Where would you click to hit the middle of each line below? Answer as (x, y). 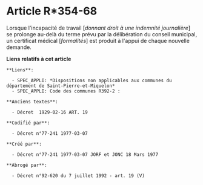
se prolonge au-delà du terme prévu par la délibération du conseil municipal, (102, 34)
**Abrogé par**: (27, 165)
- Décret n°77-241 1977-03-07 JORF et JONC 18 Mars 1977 (85, 154)
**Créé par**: (24, 144)
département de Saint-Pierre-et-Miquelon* (61, 86)
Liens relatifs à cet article (39, 59)
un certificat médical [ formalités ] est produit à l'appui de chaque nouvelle (98, 41)
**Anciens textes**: (32, 102)
